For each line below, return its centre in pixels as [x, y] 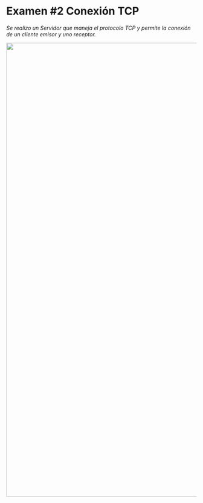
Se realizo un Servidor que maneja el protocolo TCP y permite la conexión [99, 28]
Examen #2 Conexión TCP [73, 11]
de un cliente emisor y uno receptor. [51, 34]
